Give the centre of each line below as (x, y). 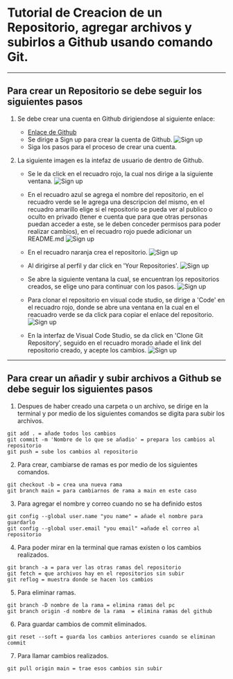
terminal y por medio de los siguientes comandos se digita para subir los (121, 413)
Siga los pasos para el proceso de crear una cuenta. (102, 146)
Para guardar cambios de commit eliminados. (82, 624)
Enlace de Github (52, 132)
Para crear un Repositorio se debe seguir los (105, 91)
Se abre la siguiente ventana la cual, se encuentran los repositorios (123, 279)
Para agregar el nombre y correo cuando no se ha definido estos (110, 504)
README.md (46, 239)
